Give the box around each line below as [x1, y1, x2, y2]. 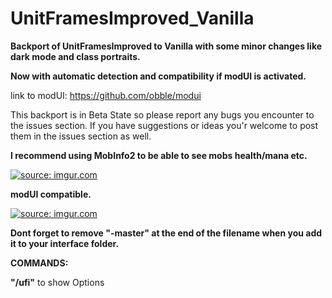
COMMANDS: [10, 257, 69, 269]
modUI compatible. [10, 188, 92, 200]
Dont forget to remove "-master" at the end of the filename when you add [10, 227, 323, 239]
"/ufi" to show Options [10, 276, 105, 288]
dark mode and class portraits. [10, 50, 141, 62]
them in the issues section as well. [10, 130, 152, 142]
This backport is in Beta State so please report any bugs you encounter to [10, 108, 315, 121]
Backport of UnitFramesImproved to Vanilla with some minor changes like [10, 40, 323, 52]
